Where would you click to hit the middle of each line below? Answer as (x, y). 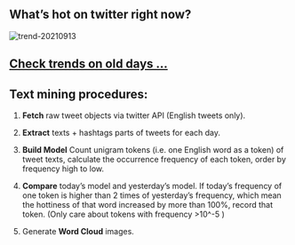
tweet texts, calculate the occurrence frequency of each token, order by (154, 160)
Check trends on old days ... (89, 64)
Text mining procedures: (79, 94)
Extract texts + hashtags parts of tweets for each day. (121, 133)
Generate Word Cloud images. (78, 232)
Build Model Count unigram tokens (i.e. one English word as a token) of (153, 150)
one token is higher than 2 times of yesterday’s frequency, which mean (151, 195)
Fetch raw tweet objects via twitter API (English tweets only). (134, 115)
